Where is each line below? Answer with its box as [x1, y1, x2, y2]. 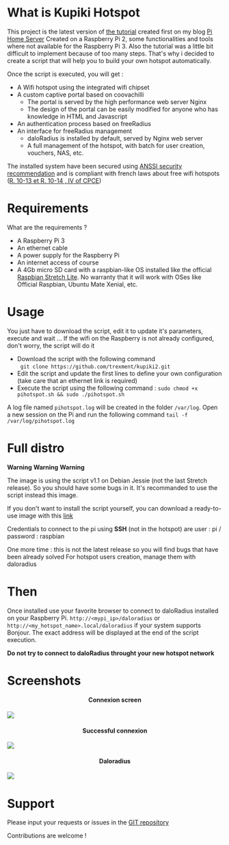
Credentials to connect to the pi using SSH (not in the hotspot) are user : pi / [7, 524, 221, 532]
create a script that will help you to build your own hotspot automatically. [7, 56, 212, 64]
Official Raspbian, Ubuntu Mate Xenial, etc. [16, 280, 138, 289]
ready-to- [194, 504, 222, 512]
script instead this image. [7, 491, 79, 499]
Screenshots [7, 673, 81, 688]
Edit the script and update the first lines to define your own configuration [16, 369, 222, 378]
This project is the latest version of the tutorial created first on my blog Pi [7, 27, 213, 36]
